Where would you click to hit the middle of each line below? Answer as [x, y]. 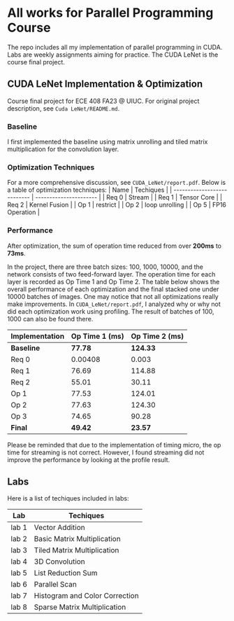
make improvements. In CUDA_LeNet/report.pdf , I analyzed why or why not [114, 304]
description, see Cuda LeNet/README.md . [64, 108]
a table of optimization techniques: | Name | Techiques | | [90, 190]
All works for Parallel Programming [110, 13]
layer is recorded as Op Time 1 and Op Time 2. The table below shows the [114, 281]
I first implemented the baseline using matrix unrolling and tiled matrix [108, 142]
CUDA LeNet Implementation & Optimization [105, 84]
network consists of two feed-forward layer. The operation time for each [111, 274]
